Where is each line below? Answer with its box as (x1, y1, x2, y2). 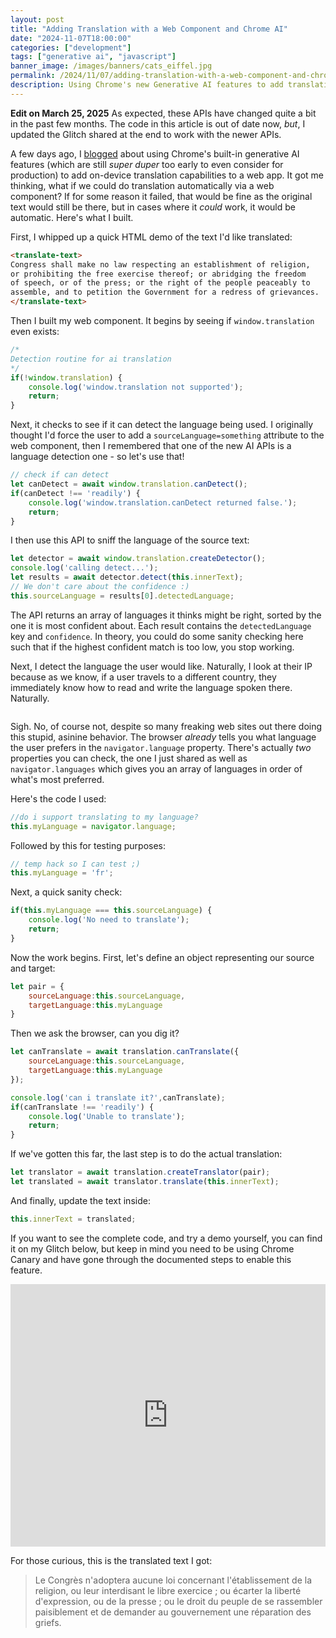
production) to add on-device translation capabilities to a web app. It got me (10, 169, 324, 181)
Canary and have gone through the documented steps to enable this (10, 1253, 292, 1265)
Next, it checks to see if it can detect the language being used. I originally (10, 419, 314, 431)
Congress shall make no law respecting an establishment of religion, (10, 259, 311, 270)
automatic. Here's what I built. (10, 211, 134, 223)
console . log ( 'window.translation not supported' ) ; (28, 382, 244, 392)
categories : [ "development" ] (10, 42, 132, 53)
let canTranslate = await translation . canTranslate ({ (10, 1047, 240, 1057)
